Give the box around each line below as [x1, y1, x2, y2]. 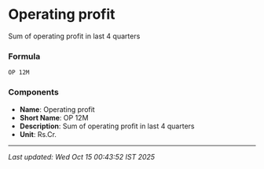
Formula [8, 51, 41, 62]
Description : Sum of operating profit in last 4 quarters [19, 121, 195, 131]
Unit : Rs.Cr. [19, 129, 57, 138]
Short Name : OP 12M [19, 113, 89, 122]
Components [8, 87, 59, 98]
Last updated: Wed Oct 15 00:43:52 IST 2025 [8, 152, 156, 161]
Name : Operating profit [19, 104, 96, 114]
